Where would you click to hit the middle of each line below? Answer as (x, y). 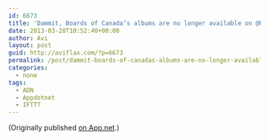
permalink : (26, 61)
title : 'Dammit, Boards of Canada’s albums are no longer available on (130, 23)
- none (26, 75)
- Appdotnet (36, 98)
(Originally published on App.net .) (64, 128)
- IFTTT (28, 105)
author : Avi (28, 38)
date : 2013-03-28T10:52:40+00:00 (64, 30)
